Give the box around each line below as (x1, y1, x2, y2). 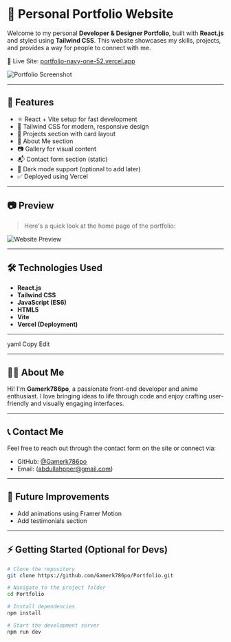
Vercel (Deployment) (16, 320, 78, 329)
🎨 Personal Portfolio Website (7, 6, 174, 22)
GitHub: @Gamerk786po (16, 458, 87, 465)
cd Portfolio (7, 591, 45, 598)
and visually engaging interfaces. (30, 399, 125, 408)
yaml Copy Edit (7, 340, 50, 348)
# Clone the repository (7, 566, 76, 573)
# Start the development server (7, 622, 100, 629)
